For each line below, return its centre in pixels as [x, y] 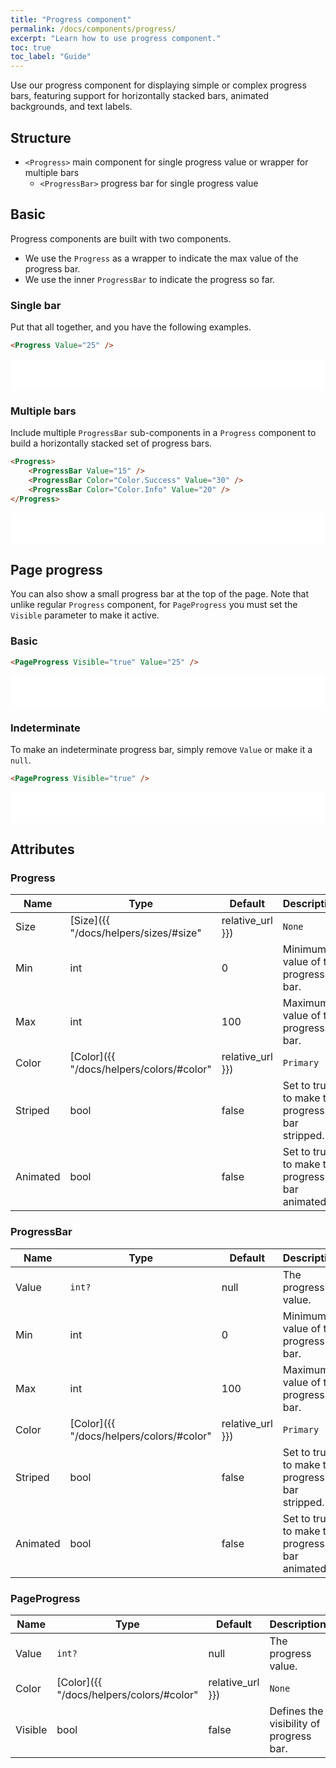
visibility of [295, 1724]
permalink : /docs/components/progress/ [93, 29]
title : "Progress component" [71, 19]
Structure [41, 137]
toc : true [31, 47]
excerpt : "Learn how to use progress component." [116, 38]
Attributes [42, 849]
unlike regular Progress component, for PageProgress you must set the [154, 605]
